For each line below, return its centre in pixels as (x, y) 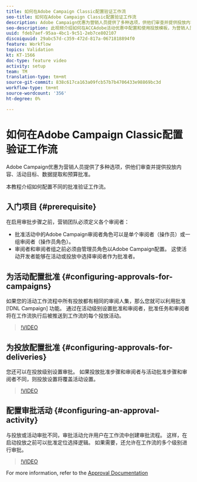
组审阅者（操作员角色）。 (44, 242)
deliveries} (26, 357)
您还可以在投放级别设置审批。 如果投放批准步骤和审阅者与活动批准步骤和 (94, 372)
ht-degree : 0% (23, 99)
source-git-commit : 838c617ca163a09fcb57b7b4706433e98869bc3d (84, 83)
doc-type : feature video (36, 60)
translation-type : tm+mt (36, 77)
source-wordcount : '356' (36, 93)
